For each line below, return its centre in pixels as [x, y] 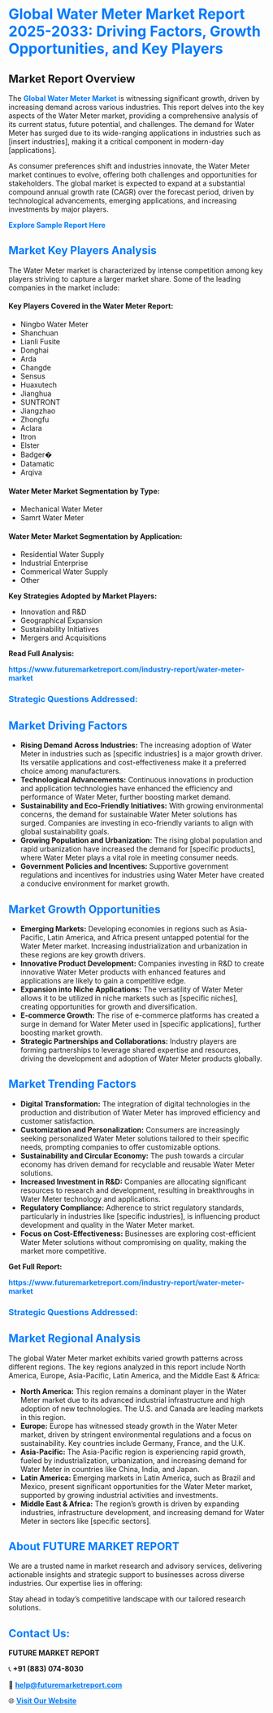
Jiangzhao [38, 411]
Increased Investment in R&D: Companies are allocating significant [133, 1181]
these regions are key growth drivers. [83, 954]
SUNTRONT [40, 402]
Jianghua [36, 394]
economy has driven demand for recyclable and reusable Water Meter [137, 1164]
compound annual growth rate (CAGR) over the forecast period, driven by [131, 192]
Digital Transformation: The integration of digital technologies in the [135, 1103]
